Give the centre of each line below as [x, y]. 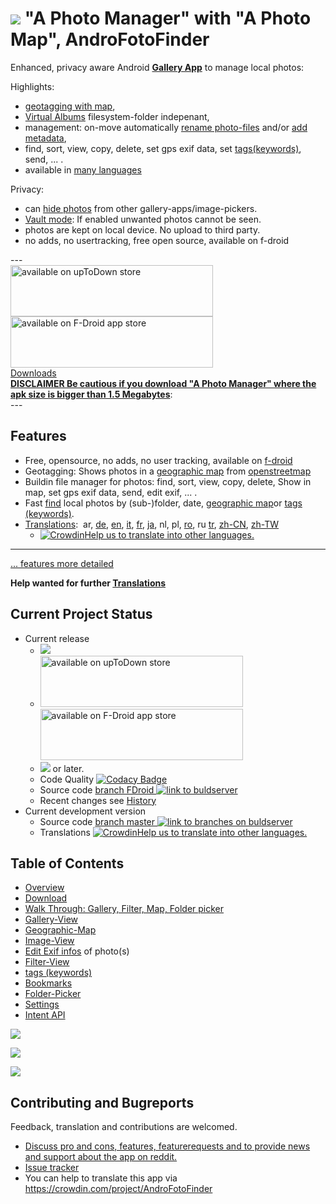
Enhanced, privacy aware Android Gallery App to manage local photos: [157, 67]
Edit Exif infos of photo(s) [77, 951]
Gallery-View [51, 919]
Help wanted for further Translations [88, 583]
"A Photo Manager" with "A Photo [168, 18]
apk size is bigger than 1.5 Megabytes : [91, 394]
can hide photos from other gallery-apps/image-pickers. [141, 208]
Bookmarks [48, 983]
